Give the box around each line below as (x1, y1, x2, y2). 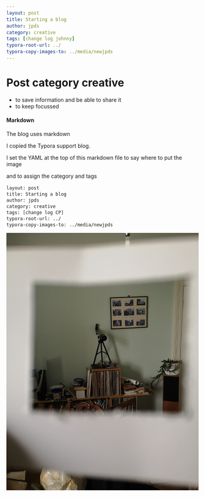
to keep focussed (15, 102, 59, 110)
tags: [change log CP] (6, 210, 64, 216)
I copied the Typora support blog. (6, 142, 90, 150)
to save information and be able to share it (15, 96, 121, 104)
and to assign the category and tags (6, 172, 98, 180)
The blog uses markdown (6, 131, 70, 138)
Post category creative (6, 76, 124, 90)
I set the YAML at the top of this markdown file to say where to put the (6, 154, 182, 162)
